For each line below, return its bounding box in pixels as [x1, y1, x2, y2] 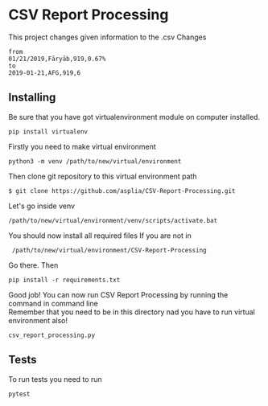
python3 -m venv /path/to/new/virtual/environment [8, 157, 182, 166]
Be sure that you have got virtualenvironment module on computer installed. [8, 112, 260, 121]
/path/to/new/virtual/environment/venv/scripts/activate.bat [8, 216, 218, 224]
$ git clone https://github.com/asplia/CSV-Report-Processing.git [8, 187, 236, 195]
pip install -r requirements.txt [8, 276, 121, 284]
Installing [8, 91, 56, 105]
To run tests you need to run [8, 374, 102, 383]
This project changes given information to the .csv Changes [8, 32, 207, 42]
